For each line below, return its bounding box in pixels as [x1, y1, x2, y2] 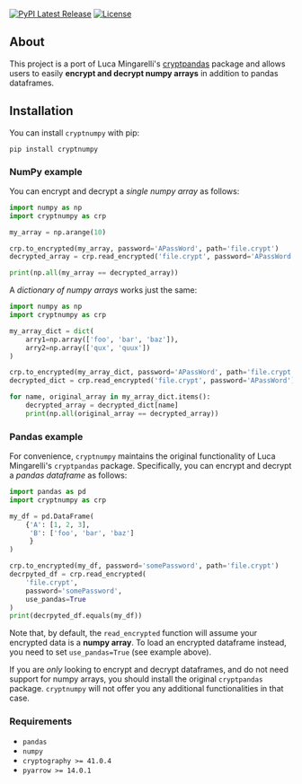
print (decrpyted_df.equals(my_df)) [9, 612, 143, 621]
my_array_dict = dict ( [9, 326, 94, 336]
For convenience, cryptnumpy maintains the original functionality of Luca [9, 451, 276, 462]
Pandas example [9, 430, 84, 443]
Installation [9, 103, 74, 119]
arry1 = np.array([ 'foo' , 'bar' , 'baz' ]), [25, 335, 179, 344]
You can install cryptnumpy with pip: [9, 127, 140, 138]
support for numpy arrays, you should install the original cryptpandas [9, 674, 263, 684]
